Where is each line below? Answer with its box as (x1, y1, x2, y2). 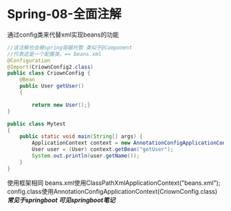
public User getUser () (19, 83, 85, 90)
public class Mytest (7, 120, 67, 128)
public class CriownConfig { (7, 70, 91, 77)
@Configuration (7, 57, 51, 64)
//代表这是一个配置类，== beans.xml (7, 50, 102, 57)
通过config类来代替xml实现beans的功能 (7, 30, 119, 39)
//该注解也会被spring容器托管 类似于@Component (7, 44, 133, 51)
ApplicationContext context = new (32, 139, 131, 147)
